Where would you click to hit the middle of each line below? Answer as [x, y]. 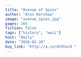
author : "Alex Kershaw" [30, 14]
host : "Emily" [20, 38]
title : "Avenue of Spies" [32, 10]
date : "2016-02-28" [25, 42]
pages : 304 [16, 24]
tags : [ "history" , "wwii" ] [33, 33]
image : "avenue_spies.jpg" [33, 19]
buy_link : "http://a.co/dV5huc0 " [41, 47]
